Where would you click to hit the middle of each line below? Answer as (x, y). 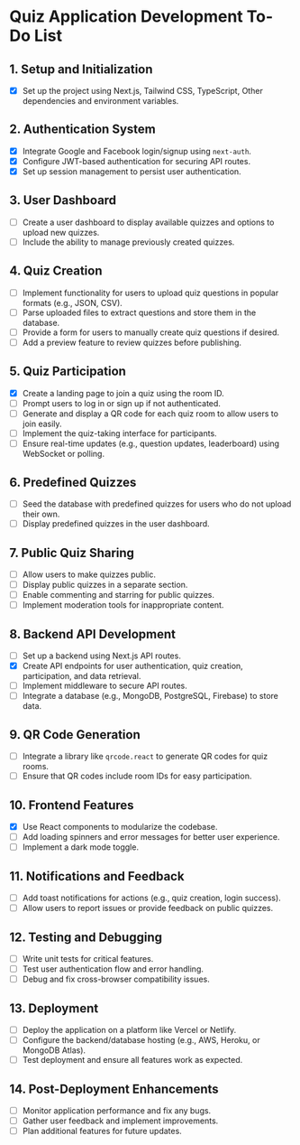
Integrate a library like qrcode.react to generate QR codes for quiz (145, 757)
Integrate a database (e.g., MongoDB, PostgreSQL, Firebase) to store (150, 696)
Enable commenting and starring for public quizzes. (118, 595)
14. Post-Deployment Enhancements (114, 1089)
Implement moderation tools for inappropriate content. (123, 605)
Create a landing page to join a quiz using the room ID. (123, 393)
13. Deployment (54, 1008)
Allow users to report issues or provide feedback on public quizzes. (148, 908)
